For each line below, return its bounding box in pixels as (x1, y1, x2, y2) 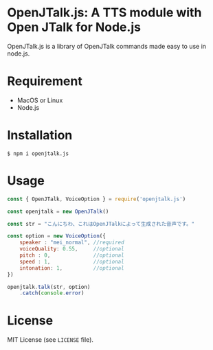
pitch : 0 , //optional (19, 252, 125, 259)
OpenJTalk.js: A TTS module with (7, 5, 202, 21)
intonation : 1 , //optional (19, 264, 125, 272)
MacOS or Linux (16, 96, 63, 104)
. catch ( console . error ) (19, 290, 85, 296)
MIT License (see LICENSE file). (7, 336, 94, 344)
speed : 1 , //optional (19, 258, 125, 265)
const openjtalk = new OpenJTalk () (7, 208, 109, 215)
